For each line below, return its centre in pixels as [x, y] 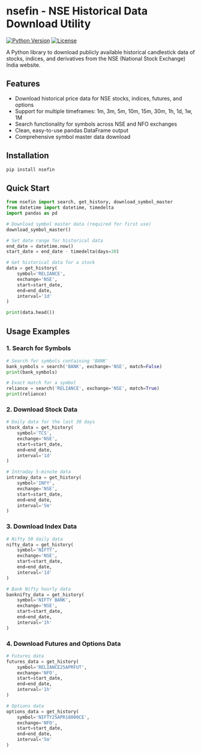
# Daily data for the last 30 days [51, 422]
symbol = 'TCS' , [34, 433]
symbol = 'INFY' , [36, 483]
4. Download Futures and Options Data [64, 644]
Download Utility [49, 24]
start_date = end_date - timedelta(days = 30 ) [63, 252]
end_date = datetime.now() [40, 246]
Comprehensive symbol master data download [73, 137]
